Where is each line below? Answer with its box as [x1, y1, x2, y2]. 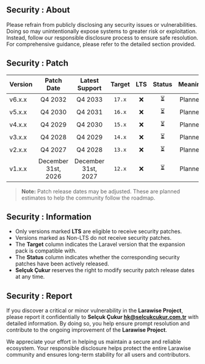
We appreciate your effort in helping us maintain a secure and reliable [6, 338, 181, 346]
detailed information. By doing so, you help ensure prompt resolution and [6, 320, 190, 327]
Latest [80, 76, 99, 85]
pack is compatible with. [15, 247, 77, 254]
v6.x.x [9, 96, 27, 104]
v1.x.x [9, 164, 27, 173]
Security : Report [6, 290, 73, 301]
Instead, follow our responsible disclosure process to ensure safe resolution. [6, 33, 198, 41]
